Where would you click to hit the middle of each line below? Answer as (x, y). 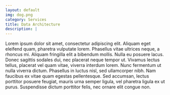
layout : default (22, 10)
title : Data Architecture (33, 24)
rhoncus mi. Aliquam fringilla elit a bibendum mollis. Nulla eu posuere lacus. (84, 55)
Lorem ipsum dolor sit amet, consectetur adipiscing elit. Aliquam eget (78, 43)
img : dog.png (19, 15)
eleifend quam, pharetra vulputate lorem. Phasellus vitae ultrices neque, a (82, 49)
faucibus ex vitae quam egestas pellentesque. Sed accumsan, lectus (77, 76)
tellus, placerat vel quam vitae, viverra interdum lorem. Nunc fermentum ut (83, 65)
